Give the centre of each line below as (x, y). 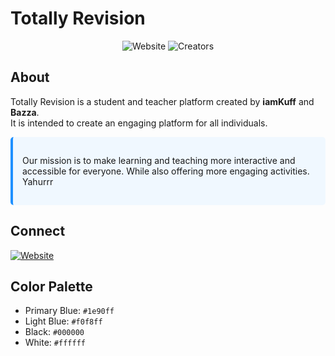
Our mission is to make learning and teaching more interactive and (159, 160)
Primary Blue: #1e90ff (69, 311)
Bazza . (25, 112)
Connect (38, 231)
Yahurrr (38, 181)
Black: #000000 (54, 332)
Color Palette (51, 286)
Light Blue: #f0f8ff (63, 321)
